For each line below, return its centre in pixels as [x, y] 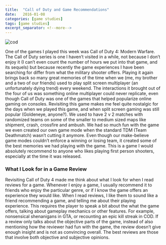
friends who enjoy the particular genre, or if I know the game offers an [77, 190]
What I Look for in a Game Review [46, 169]
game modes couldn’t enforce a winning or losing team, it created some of [81, 140]
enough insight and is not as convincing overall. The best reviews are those [82, 232]
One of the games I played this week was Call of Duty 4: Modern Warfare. [80, 52]
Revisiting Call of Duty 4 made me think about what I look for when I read [80, 180]
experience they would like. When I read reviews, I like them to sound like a [82, 196]
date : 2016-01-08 [25, 14]
